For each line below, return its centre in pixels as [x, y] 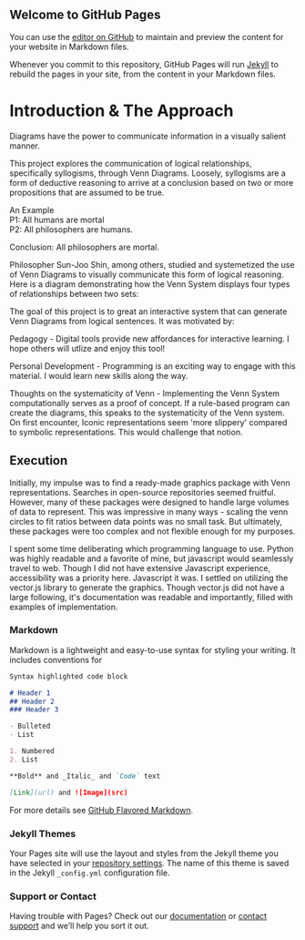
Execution [39, 460]
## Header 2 [32, 701]
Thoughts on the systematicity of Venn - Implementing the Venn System [145, 393]
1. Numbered [32, 751]
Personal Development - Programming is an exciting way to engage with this [152, 366]
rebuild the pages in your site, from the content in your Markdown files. [142, 74]
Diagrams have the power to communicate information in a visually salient [148, 136]
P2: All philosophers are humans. [71, 229]
